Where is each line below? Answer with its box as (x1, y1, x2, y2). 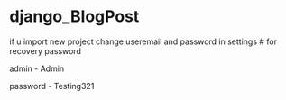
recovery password (9, 45, 81, 56)
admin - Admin (9, 63, 65, 74)
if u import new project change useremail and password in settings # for (9, 36, 278, 47)
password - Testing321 (9, 80, 95, 91)
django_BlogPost (9, 6, 140, 27)
